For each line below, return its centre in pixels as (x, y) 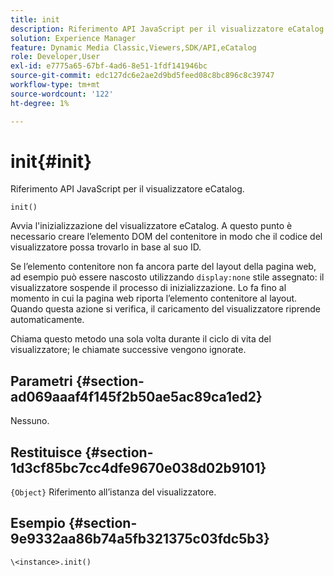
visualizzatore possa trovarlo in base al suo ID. (106, 247)
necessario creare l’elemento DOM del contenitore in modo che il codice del (166, 237)
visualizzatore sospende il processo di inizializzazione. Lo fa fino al (148, 288)
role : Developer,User (55, 57)
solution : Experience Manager (73, 38)
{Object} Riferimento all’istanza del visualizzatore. (113, 492)
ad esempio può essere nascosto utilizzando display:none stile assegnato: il (167, 277)
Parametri (41, 381)
